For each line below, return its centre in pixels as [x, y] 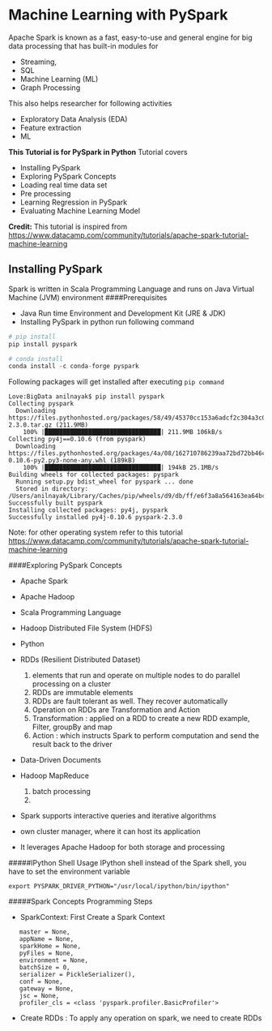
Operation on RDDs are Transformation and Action [116, 710]
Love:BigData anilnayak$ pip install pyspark [86, 397]
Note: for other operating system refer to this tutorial [96, 532]
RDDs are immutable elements [83, 693]
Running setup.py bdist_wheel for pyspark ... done [105, 482]
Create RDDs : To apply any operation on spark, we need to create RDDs [141, 1018]
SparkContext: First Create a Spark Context [93, 917]
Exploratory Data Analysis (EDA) [74, 118]
